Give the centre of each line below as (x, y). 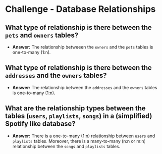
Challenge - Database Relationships (81, 9)
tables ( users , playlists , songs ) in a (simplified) (79, 116)
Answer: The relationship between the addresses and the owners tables (85, 87)
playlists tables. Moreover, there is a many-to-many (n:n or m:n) (79, 141)
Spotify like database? (40, 124)
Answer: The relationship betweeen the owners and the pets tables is (83, 47)
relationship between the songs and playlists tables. (66, 146)
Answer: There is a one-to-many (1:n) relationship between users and (83, 136)
